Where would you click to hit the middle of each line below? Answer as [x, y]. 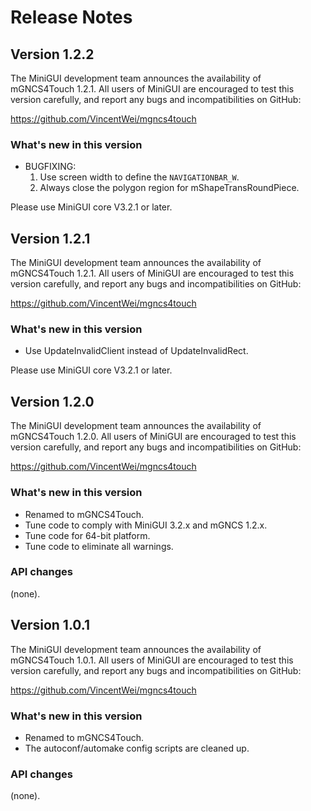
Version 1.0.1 [50, 625]
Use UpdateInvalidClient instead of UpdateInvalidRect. [136, 351]
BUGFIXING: [50, 167]
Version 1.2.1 [50, 238]
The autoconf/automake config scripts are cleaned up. [137, 748]
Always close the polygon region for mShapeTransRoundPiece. [169, 188]
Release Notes [71, 17]
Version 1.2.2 [52, 54]
